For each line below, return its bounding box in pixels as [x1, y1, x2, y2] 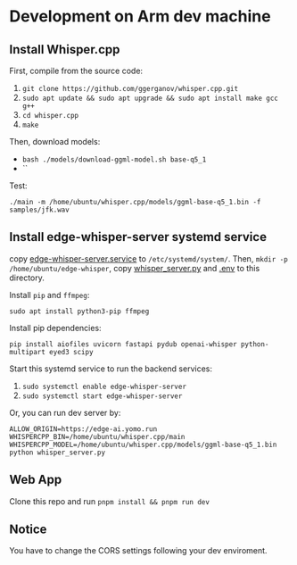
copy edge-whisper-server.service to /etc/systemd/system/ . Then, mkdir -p [9, 253, 288, 264]
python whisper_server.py [9, 448, 105, 457]
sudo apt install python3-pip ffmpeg [9, 306, 150, 316]
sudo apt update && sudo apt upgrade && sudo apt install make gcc [21, 94, 278, 103]
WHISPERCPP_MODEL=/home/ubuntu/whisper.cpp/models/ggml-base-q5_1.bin [9, 440, 277, 449]
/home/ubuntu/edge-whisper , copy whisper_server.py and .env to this [9, 262, 260, 273]
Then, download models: [9, 137, 101, 146]
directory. [9, 272, 45, 283]
